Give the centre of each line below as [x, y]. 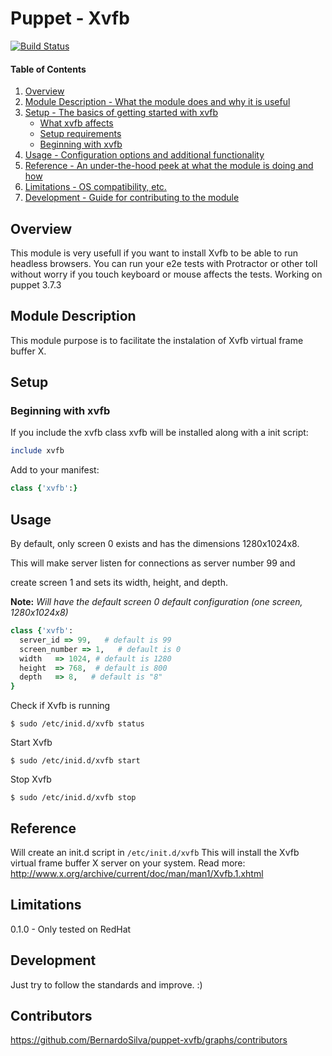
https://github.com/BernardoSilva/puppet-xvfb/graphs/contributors [149, 1040]
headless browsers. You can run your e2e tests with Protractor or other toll [164, 263]
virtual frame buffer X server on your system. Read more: [128, 863]
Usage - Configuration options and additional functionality [144, 155]
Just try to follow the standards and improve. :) [106, 984]
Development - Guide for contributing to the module [132, 198]
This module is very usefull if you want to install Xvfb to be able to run [154, 253]
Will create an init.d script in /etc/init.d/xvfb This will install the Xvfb [155, 852]
